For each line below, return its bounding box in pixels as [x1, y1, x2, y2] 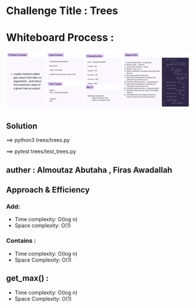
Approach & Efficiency [6, 185, 90, 195]
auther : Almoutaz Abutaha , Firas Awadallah [6, 165, 173, 175]
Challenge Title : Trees [6, 4, 119, 18]
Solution [6, 121, 38, 131]
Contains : [6, 236, 36, 245]
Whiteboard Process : [6, 31, 114, 45]
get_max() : [6, 273, 49, 283]
